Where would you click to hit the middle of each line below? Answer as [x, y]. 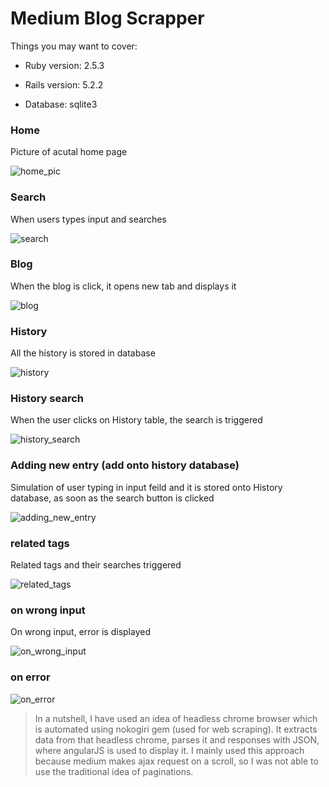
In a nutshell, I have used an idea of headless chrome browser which [176, 718]
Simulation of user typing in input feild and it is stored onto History [146, 487]
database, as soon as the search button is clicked [112, 498]
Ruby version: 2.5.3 [64, 65]
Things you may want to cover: [74, 46]
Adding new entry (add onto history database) [125, 465]
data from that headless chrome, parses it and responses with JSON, [177, 739]
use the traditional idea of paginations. [114, 771]
